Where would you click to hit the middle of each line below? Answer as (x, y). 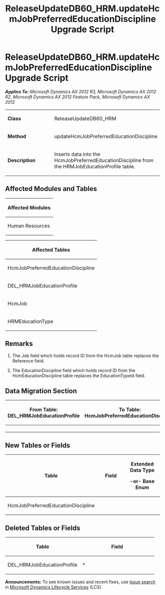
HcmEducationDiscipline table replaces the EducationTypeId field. (79, 375)
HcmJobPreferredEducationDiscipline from (104, 160)
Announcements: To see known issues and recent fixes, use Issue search (80, 582)
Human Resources (29, 226)
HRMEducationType (30, 321)
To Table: (130, 410)
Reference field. (28, 361)
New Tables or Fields (38, 445)
